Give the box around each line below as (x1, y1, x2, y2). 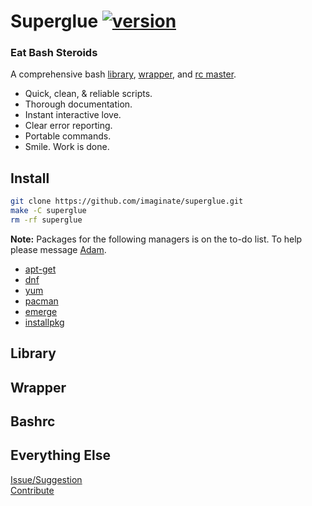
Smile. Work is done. (24, 141, 110, 153)
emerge (24, 305, 58, 317)
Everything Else (10, 447, 111, 464)
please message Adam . (10, 243, 107, 255)
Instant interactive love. (24, 109, 122, 121)
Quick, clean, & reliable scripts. (24, 88, 153, 100)
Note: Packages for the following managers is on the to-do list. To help (10, 233, 303, 245)
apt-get (24, 263, 57, 275)
